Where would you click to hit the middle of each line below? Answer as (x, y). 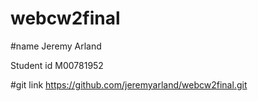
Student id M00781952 (57, 65)
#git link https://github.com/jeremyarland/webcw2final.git (129, 84)
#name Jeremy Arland (56, 46)
